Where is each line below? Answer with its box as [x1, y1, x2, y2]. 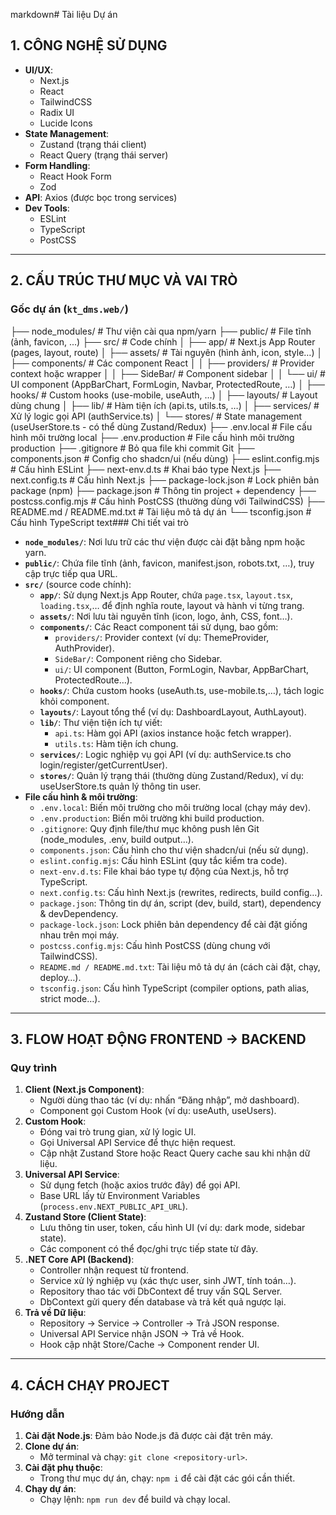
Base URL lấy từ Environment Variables [39, 1190, 201, 1202]
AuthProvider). [54, 642, 115, 654]
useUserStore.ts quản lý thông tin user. [39, 780, 202, 792]
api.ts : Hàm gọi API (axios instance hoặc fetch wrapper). [54, 727, 292, 739]
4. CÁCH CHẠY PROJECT [10, 1377, 170, 1394]
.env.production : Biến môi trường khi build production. [39, 812, 265, 824]
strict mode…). [39, 992, 101, 1004]
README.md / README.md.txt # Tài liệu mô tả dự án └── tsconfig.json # [10, 505, 312, 518]
